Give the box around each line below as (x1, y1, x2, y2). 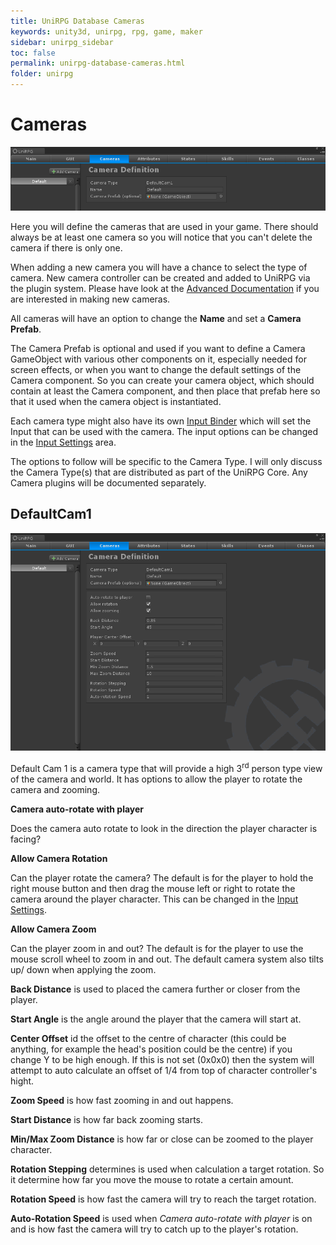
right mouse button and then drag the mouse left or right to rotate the (10, 882, 296, 894)
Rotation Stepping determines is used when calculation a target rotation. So (10, 1163, 325, 1175)
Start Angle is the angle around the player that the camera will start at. (10, 1013, 302, 1025)
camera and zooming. (10, 783, 100, 795)
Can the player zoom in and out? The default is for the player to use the (10, 942, 304, 954)
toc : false (10, 48, 56, 58)
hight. (10, 1075, 35, 1087)
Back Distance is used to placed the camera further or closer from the (10, 983, 301, 995)
